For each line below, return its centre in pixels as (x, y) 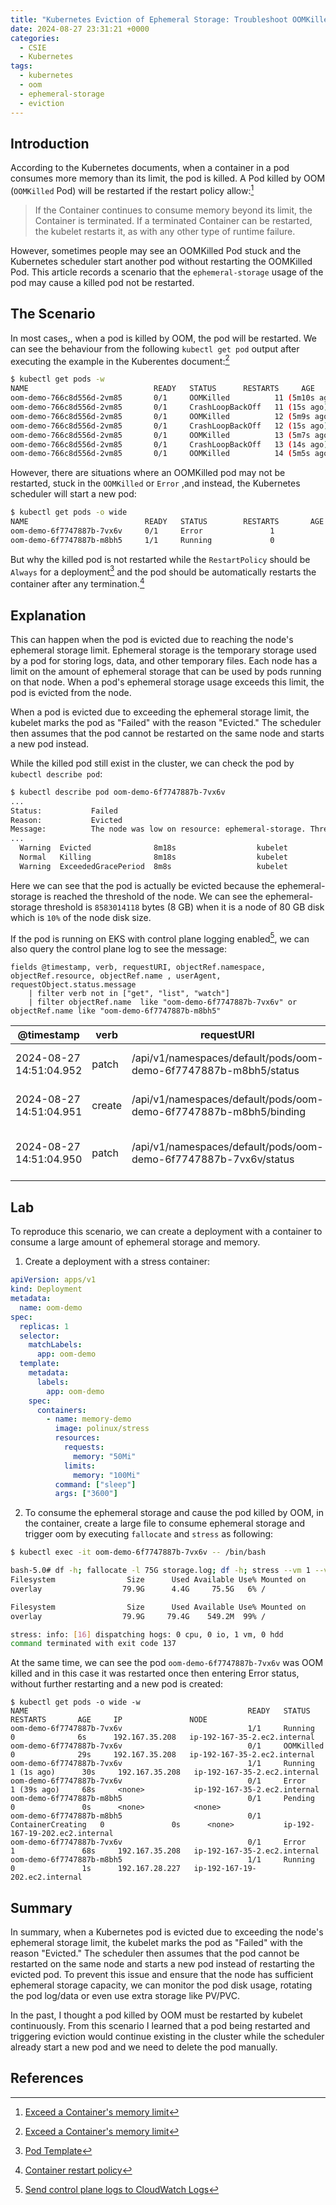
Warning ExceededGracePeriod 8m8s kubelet (153, 866)
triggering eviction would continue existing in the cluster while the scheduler (167, 2037)
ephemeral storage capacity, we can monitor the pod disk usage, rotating (161, 1985)
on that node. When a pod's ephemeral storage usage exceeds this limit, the (167, 682)
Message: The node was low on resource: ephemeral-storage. (158, 829)
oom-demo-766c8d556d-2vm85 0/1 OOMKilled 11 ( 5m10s (162, 398)
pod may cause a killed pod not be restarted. (102, 282)
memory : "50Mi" (105, 1456)
